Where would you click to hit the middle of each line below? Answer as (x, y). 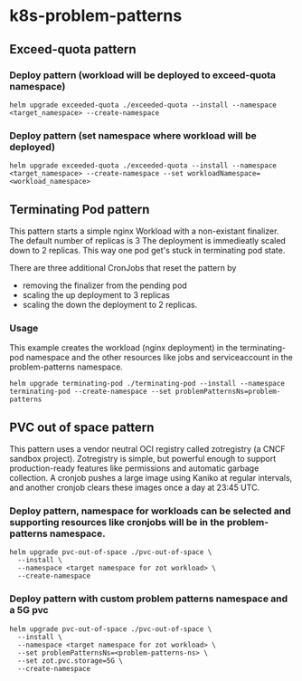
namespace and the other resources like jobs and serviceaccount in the (160, 358)
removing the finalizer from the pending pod (104, 285)
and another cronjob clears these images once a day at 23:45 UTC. (135, 488)
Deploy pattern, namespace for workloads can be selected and (150, 511)
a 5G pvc (29, 610)
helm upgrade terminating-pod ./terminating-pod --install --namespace (147, 384)
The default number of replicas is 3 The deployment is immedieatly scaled (148, 240)
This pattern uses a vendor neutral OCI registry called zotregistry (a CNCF (148, 449)
